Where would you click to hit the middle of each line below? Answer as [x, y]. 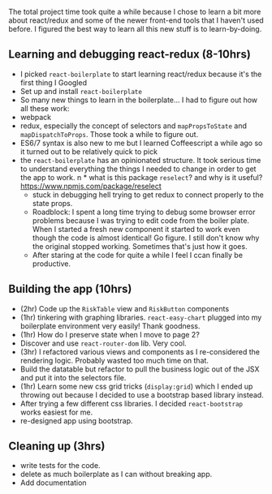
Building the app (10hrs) [70, 289]
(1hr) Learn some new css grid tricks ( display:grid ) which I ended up [136, 386]
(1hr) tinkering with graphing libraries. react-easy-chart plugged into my [141, 317]
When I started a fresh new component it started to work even [136, 229]
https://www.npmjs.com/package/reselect [91, 186]
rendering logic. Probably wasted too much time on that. [114, 360]
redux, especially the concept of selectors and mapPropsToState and [134, 126]
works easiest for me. [56, 412]
